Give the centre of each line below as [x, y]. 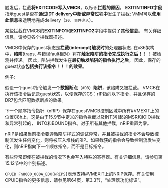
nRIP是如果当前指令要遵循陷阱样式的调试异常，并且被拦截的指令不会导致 [80, 134]
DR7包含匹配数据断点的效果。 [36, 100]
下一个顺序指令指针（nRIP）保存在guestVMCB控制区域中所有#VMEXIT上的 [82, 111]
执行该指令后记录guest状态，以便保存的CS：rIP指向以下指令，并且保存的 [80, 94]
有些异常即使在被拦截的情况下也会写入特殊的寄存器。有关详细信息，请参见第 [84, 157]
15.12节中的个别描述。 [27, 163]
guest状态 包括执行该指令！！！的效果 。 [46, 66]
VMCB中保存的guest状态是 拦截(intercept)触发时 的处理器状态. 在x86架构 [80, 48]
